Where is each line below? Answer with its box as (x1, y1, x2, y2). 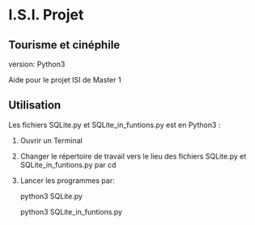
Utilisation (8, 99, 62, 112)
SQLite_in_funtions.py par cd (19, 159, 117, 169)
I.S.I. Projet (8, 6, 84, 24)
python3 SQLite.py (19, 191, 83, 201)
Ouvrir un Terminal (19, 135, 83, 145)
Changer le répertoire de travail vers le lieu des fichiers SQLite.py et (19, 151, 247, 161)
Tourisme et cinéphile (8, 38, 121, 52)
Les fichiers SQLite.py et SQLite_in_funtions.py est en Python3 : (8, 120, 221, 129)
